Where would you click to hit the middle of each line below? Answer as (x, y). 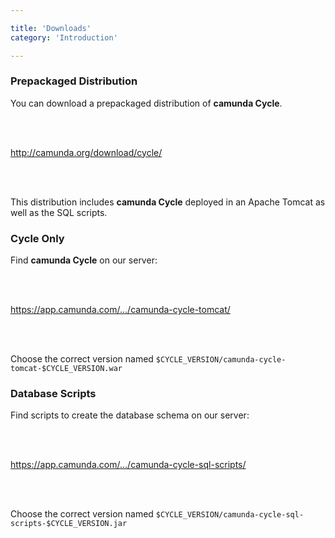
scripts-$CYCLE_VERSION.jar (69, 524)
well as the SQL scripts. (59, 212)
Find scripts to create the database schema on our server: (130, 415)
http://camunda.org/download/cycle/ (86, 152)
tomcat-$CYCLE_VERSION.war (66, 369)
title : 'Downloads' (51, 28)
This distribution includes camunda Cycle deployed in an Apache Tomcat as (168, 202)
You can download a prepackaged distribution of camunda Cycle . (146, 103)
